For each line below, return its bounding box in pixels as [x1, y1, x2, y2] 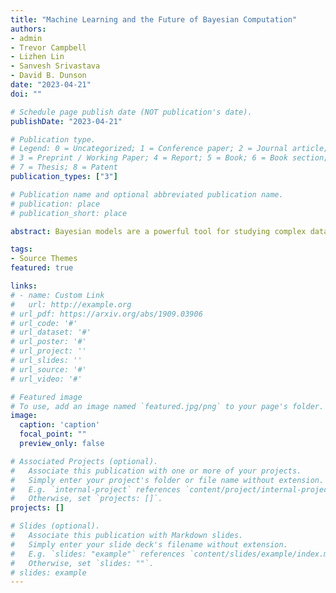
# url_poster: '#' [10, 337, 87, 347]
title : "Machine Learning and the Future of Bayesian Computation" [10, 14, 298, 25]
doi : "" [10, 89, 43, 99]
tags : [10, 244, 33, 255]
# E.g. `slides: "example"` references [10, 549, 186, 559]
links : [10, 281, 38, 291]
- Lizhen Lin [10, 52, 65, 62]
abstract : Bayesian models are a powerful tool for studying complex [10, 226, 307, 236]
